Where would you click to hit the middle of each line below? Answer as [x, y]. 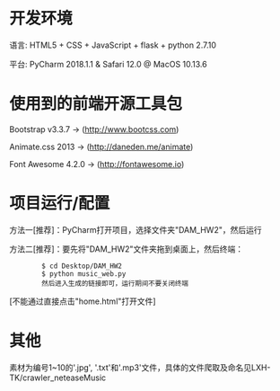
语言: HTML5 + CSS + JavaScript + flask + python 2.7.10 [113, 45]
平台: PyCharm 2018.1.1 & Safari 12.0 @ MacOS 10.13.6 [109, 64]
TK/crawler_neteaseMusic [58, 378]
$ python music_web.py [84, 274]
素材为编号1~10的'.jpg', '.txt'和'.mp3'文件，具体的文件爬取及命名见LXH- [140, 367]
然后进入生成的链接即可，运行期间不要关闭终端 [115, 283]
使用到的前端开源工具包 [96, 104]
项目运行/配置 [60, 204]
